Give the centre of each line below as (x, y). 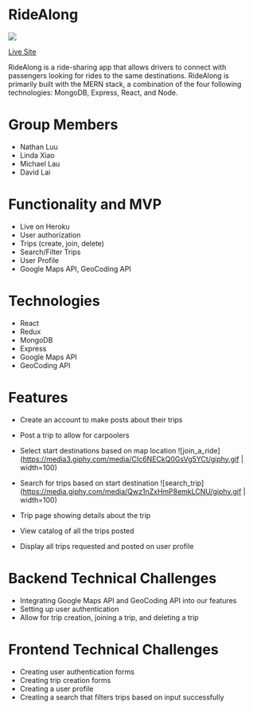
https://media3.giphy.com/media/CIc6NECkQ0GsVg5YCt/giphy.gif (131, 459)
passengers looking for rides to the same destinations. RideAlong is (119, 75)
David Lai (35, 172)
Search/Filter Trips (50, 252)
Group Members (63, 125)
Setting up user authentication (69, 609)
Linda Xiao (37, 155)
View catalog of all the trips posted (77, 531)
